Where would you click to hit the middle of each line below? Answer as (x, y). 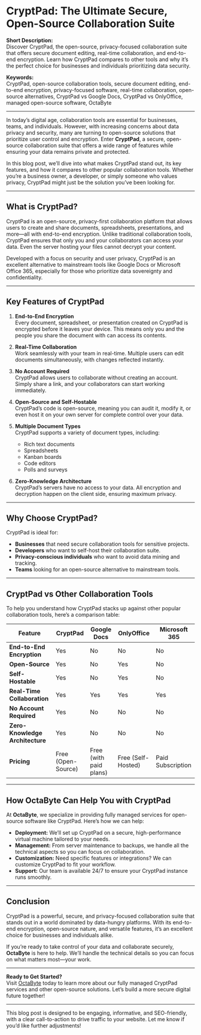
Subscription (173, 765)
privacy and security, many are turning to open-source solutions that (91, 132)
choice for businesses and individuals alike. (60, 935)
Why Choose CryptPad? (52, 518)
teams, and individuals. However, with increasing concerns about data (93, 126)
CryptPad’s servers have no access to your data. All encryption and (98, 487)
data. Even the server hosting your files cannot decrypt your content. (91, 246)
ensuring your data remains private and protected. (68, 151)
